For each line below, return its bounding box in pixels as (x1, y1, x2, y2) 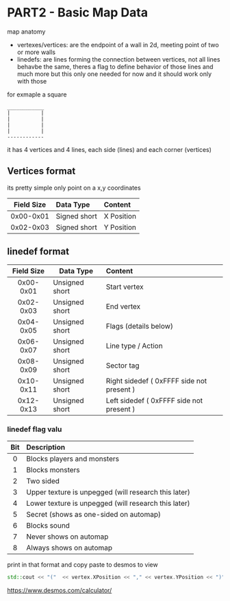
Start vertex (105, 282, 144, 292)
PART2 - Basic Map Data (7, 5, 149, 21)
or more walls (16, 48, 56, 56)
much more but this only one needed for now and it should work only (16, 70, 212, 78)
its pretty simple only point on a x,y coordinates (7, 183, 142, 192)
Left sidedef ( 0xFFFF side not (105, 396, 203, 405)
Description (26, 442, 66, 452)
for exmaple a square (7, 90, 67, 99)
